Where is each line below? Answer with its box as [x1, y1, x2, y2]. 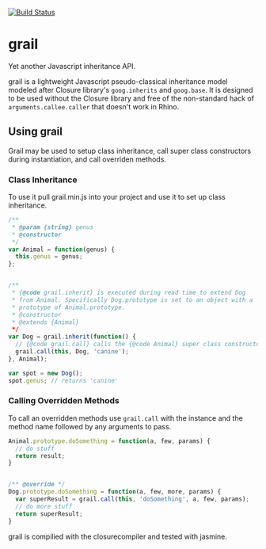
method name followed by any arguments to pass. [8, 421, 172, 431]
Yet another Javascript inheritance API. [8, 61, 136, 71]
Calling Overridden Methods [8, 395, 120, 406]
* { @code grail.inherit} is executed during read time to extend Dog [11, 289, 246, 297]
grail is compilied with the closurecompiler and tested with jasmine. [8, 532, 228, 541]
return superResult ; [15, 509, 83, 518]
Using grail [8, 125, 63, 139]
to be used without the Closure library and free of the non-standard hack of [8, 93, 255, 103]
